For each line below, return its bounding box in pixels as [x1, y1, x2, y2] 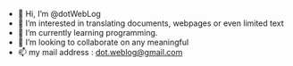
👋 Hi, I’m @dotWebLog [17, 9, 101, 19]
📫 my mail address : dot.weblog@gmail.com [17, 47, 183, 57]
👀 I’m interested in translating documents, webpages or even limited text [17, 18, 284, 29]
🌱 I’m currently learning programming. [17, 28, 158, 37]
